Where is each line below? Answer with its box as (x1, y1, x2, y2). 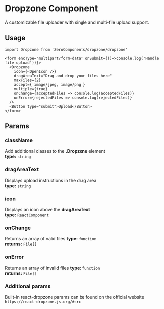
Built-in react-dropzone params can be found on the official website (5, 294, 144, 300)
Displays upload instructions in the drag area (5, 177, 97, 183)
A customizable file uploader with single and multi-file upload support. (5, 19, 149, 25)
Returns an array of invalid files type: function (5, 265, 100, 271)
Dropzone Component (5, 3, 98, 14)
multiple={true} (14, 86, 48, 91)
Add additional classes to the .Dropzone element (5, 148, 105, 154)
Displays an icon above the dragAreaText (5, 207, 90, 213)
